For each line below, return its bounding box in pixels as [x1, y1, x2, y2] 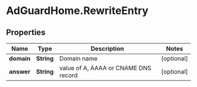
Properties [6, 27, 46, 37]
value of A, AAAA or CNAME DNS [59, 64, 151, 72]
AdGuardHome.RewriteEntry [6, 4, 148, 18]
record [59, 71, 78, 79]
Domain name [59, 54, 98, 62]
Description [90, 45, 124, 53]
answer [9, 68, 30, 75]
